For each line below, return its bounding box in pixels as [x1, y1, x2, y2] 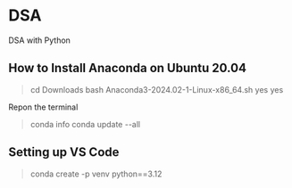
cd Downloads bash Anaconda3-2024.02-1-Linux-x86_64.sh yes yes [29, 84, 284, 94]
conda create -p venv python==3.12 [29, 168, 163, 179]
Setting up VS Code [8, 144, 120, 160]
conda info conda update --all [29, 119, 140, 129]
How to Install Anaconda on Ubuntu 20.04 [8, 61, 247, 76]
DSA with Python [8, 35, 71, 45]
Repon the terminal [8, 102, 79, 112]
